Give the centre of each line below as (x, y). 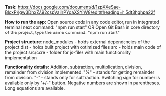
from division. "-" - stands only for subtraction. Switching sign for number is (83, 78)
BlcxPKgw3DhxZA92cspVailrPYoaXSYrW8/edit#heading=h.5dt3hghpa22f (80, 12)
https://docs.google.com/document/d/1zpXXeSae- (69, 7)
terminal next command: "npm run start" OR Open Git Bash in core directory (82, 27)
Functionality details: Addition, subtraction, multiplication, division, (74, 67)
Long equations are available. (35, 88)
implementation (21, 58)
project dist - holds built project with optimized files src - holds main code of (83, 47)
